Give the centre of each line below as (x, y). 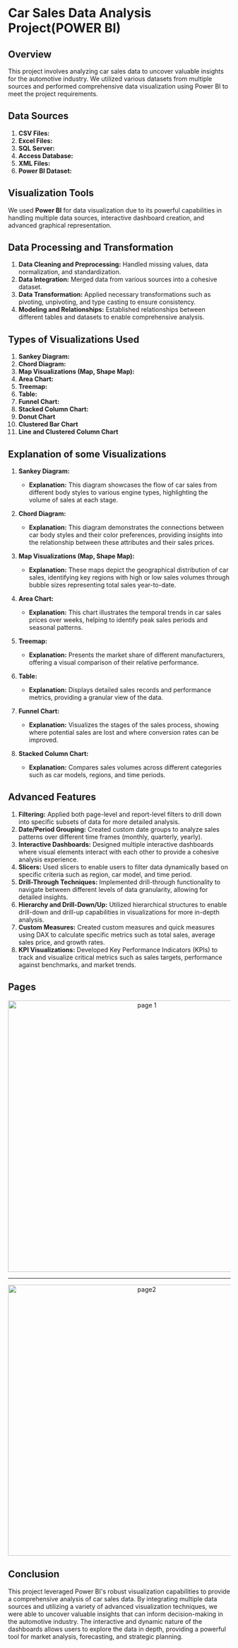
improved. (43, 740)
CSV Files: (34, 133)
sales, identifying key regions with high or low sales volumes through (129, 577)
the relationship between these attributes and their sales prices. (121, 543)
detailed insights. (43, 897)
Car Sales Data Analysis (80, 13)
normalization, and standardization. (70, 272)
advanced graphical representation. (60, 225)
